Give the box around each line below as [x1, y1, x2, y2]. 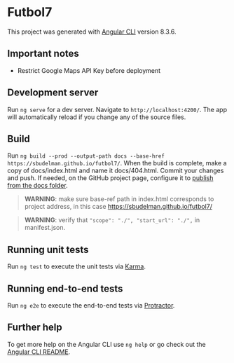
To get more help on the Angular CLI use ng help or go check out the [7, 340, 206, 348]
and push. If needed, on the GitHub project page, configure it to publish [7, 174, 214, 182]
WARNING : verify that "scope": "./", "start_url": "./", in [24, 216, 200, 224]
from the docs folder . [7, 181, 68, 190]
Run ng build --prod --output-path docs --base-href [7, 151, 165, 160]
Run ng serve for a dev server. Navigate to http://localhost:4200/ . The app [7, 105, 228, 114]
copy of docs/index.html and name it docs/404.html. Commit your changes [7, 166, 224, 175]
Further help [7, 322, 63, 334]
